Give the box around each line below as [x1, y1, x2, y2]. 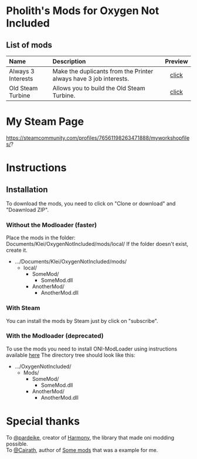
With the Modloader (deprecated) [6, 332, 104, 340]
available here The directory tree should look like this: [6, 351, 136, 359]
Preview [165, 58, 188, 65]
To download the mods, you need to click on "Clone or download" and [6, 200, 176, 207]
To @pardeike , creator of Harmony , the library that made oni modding [6, 434, 175, 441]
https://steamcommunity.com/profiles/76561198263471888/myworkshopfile [6, 134, 190, 141]
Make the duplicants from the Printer [52, 67, 154, 75]
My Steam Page [6, 115, 84, 129]
